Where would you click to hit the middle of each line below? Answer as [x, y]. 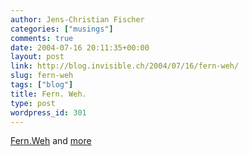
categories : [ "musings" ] [62, 29]
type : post [33, 103]
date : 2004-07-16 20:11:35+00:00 [80, 47]
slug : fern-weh [42, 76]
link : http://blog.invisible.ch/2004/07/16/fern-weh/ [125, 66]
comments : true [42, 38]
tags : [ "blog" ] [42, 85]
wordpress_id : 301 [48, 112]
